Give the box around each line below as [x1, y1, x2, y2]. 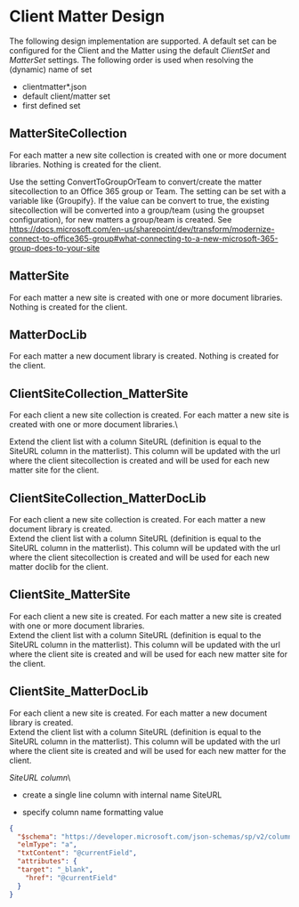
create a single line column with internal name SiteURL [21, 790, 222, 800]
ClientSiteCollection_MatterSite [9, 385, 189, 401]
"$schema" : [17, 832, 58, 841]
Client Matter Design [9, 6, 166, 27]
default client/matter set [21, 91, 111, 101]
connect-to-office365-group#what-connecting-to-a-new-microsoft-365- [9, 233, 279, 244]
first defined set [21, 100, 81, 110]
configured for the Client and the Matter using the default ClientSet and [9, 45, 271, 55]
